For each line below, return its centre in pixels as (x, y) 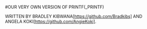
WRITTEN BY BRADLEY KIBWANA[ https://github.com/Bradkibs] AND (74, 16)
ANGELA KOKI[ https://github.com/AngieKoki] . (51, 22)
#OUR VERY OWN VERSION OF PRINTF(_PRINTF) (55, 7)
